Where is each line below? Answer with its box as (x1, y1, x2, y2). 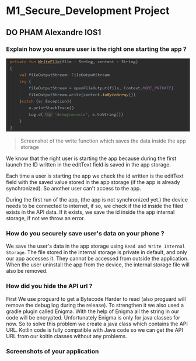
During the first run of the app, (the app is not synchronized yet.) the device (6, 196, 188, 203)
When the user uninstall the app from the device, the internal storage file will (6, 261, 190, 268)
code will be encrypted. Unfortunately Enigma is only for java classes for (6, 314, 181, 321)
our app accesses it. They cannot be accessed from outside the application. (6, 255, 189, 262)
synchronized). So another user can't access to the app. (6, 185, 141, 192)
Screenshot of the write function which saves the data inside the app (20, 137, 186, 144)
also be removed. (6, 268, 48, 275)
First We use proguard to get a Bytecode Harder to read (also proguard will (6, 295, 186, 302)
